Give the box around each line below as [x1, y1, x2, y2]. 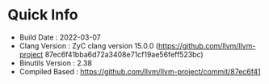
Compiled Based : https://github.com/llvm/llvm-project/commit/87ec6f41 [19, 66, 261, 76]
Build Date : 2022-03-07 [19, 32, 102, 42]
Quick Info [7, 6, 78, 24]
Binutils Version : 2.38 [19, 58, 92, 68]
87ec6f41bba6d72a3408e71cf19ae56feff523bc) [44, 49, 204, 59]
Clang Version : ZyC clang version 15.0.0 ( [19, 40, 159, 50]
